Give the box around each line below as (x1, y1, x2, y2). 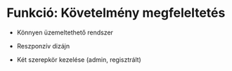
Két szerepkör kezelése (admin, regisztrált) (16, 55, 141, 64)
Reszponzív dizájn (16, 41, 70, 50)
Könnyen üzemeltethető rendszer (16, 28, 114, 37)
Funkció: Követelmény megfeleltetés (6, 5, 226, 21)
